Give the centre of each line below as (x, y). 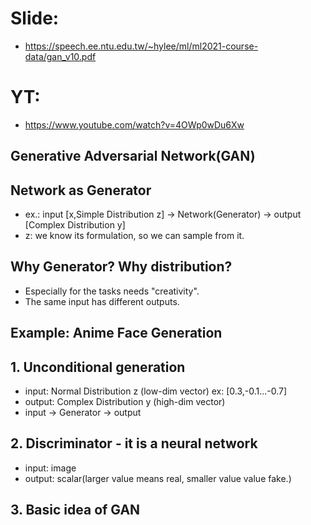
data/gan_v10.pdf (60, 56)
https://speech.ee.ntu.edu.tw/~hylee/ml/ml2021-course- (141, 46)
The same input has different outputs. (102, 301)
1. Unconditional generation (98, 367)
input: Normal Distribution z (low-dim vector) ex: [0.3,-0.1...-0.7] (156, 391)
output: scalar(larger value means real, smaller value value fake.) (158, 478)
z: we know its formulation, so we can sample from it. (134, 236)
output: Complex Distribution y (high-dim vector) (125, 402)
